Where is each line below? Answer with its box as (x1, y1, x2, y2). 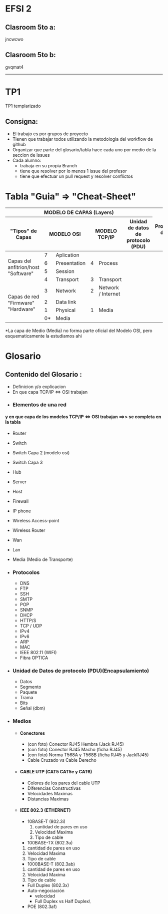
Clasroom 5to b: (5, 51, 56, 59)
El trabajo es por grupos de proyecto (12, 131, 88, 137)
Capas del (7, 257, 31, 264)
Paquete (19, 689, 37, 695)
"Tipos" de (9, 227, 37, 234)
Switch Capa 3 (12, 459, 43, 465)
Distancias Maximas (27, 796, 69, 802)
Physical (55, 307, 76, 314)
